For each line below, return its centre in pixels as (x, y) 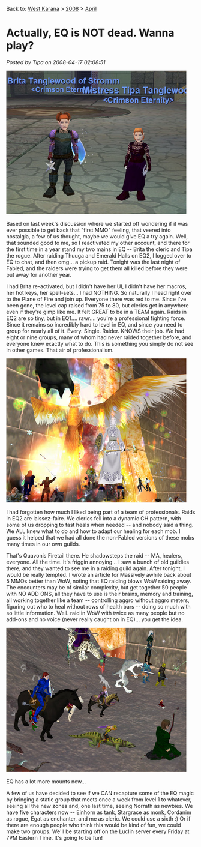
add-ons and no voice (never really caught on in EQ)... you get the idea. (94, 619)
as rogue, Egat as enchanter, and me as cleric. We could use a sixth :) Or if (98, 818)
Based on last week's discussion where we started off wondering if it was (97, 223)
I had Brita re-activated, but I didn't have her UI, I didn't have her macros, (97, 286)
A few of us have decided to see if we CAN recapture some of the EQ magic (100, 793)
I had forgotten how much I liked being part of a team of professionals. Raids (101, 512)
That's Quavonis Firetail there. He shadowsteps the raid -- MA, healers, (94, 555)
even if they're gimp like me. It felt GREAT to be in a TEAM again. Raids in (97, 312)
